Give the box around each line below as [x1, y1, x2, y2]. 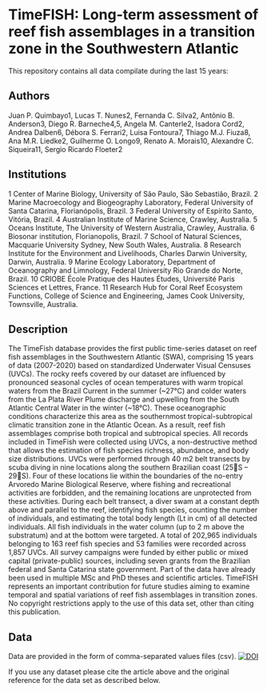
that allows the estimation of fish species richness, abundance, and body [8, 445, 249, 455]
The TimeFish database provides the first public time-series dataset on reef [8, 344, 257, 353]
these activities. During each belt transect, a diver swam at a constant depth [8, 497, 260, 506]
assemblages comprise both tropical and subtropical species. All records [8, 429, 249, 438]
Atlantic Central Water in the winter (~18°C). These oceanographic [8, 403, 226, 413]
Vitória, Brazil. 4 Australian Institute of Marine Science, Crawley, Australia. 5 [8, 214, 258, 224]
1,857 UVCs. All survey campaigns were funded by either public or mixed [8, 548, 249, 557]
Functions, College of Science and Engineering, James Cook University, [8, 290, 245, 301]
